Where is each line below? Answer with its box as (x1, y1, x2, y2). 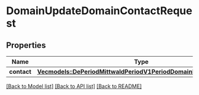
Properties (6, 40, 46, 50)
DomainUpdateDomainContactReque (6, 4, 192, 18)
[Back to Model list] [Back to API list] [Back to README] (6, 83, 142, 90)
